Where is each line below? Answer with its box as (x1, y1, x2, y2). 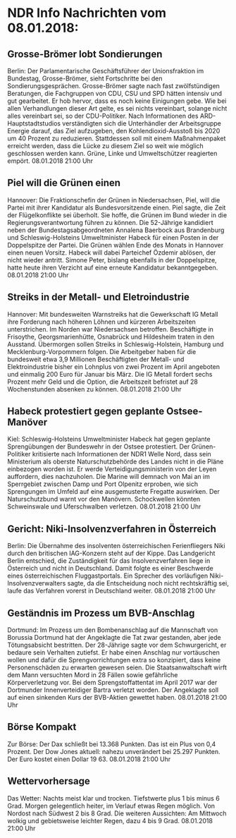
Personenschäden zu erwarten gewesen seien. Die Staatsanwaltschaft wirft (7, 663, 227, 672)
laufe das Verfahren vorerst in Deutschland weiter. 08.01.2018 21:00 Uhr (7, 587, 216, 595)
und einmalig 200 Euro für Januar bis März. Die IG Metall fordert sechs (7, 370, 213, 378)
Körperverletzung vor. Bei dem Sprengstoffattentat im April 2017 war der (7, 679, 218, 687)
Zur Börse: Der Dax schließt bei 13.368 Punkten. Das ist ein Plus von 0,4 (7, 739, 216, 748)
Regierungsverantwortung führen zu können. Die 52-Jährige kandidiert (7, 218, 213, 226)
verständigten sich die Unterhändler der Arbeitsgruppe (62, 119, 222, 128)
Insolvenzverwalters (7, 579, 66, 588)
